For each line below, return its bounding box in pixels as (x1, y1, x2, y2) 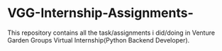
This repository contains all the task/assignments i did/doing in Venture (7, 28, 215, 37)
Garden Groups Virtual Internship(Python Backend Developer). (7, 35, 190, 44)
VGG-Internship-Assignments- (7, 5, 194, 21)
